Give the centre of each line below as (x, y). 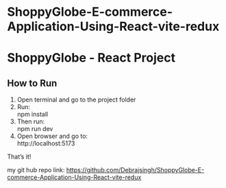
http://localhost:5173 (46, 143)
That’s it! (19, 157)
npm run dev (35, 129)
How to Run (32, 83)
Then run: (31, 121)
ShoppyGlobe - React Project (91, 58)
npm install (33, 115)
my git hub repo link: (36, 170)
